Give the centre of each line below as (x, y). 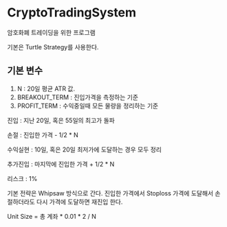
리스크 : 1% (22, 178)
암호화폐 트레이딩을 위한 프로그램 (52, 32)
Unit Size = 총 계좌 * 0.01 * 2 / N (52, 216)
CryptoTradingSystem (72, 13)
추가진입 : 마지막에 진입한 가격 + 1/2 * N (61, 164)
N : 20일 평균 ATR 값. (46, 88)
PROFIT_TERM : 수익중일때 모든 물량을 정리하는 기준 (88, 106)
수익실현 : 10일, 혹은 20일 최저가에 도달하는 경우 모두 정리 (84, 150)
